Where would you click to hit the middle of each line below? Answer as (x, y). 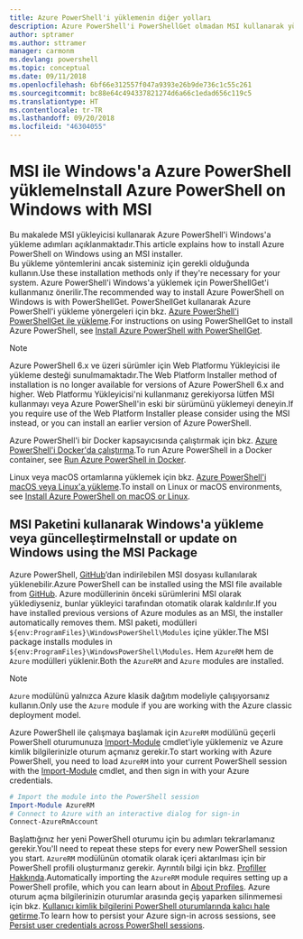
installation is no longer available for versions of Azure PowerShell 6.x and (147, 384)
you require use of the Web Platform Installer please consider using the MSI (150, 413)
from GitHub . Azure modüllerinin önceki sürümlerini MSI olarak (125, 594)
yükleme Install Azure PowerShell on (147, 191)
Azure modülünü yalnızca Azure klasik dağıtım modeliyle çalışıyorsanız (140, 695)
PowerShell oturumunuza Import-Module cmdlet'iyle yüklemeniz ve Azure (147, 741)
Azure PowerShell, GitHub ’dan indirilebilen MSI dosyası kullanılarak (133, 575)
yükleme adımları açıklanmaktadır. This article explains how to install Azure (147, 244)
